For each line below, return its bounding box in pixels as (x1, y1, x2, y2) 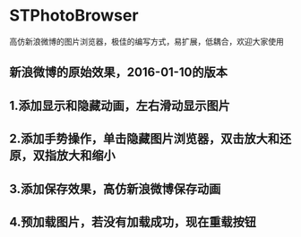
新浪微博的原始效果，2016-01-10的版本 (9, 64, 228, 80)
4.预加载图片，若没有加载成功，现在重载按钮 (9, 214, 257, 229)
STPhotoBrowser (9, 5, 139, 26)
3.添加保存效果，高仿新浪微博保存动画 (9, 181, 221, 197)
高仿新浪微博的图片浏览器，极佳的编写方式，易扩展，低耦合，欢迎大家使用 (9, 36, 284, 47)
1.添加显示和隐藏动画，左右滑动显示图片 (9, 97, 231, 113)
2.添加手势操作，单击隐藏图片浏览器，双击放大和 (9, 131, 280, 147)
